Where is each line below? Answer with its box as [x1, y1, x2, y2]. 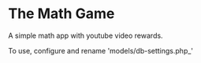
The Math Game [8, 5, 115, 23]
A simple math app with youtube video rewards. [8, 31, 163, 40]
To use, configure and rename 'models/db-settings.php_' [8, 46, 194, 55]
